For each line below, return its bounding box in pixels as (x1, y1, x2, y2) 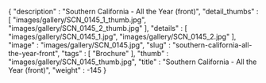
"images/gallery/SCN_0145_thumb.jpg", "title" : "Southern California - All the (8, 57, 257, 66)
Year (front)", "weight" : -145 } (8, 66, 107, 74)
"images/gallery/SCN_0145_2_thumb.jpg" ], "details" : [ (8, 24, 188, 32)
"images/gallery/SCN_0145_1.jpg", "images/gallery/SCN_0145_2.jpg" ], (8, 32, 237, 41)
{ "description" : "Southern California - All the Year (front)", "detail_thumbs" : (8, 7, 259, 16)
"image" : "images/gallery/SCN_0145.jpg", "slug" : (8, 40, 171, 50)
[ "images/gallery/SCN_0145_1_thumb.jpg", (8, 15, 147, 25)
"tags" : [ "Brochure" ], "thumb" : (61, 49, 169, 58)
